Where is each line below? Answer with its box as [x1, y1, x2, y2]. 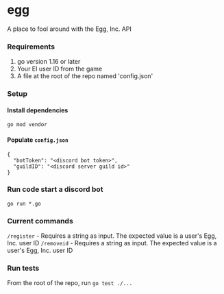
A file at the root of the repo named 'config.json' [16, 72, 153, 80]
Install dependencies [7, 106, 69, 114]
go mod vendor [7, 121, 48, 128]
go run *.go [7, 200, 41, 207]
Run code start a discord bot [7, 184, 103, 194]
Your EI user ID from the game [16, 64, 103, 73]
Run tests [7, 263, 40, 273]
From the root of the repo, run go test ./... [7, 279, 133, 287]
